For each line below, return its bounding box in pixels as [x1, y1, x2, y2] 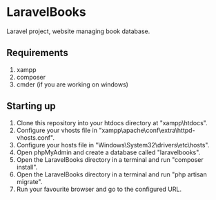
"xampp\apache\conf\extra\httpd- [99, 126, 195, 134]
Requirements [6, 47, 68, 59]
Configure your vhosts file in [16, 126, 98, 134]
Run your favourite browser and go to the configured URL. [16, 185, 182, 193]
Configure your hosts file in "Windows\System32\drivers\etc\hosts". [16, 140, 210, 149]
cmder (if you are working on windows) [16, 80, 129, 89]
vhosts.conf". [16, 133, 55, 142]
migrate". [16, 177, 43, 185]
